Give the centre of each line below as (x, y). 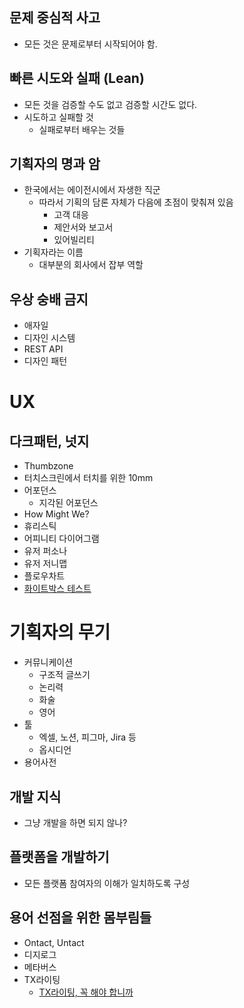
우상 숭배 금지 (49, 299)
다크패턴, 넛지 (49, 441)
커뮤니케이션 (48, 662)
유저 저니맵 (45, 564)
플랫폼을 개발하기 (59, 857)
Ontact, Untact (54, 942)
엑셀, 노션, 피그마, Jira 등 (87, 737)
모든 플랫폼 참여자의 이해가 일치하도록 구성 (107, 883)
